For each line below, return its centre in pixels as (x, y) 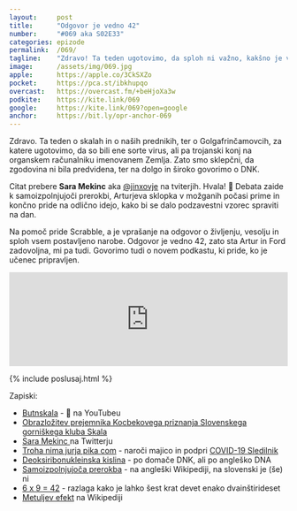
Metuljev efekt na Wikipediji (72, 498)
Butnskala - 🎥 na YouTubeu (71, 413)
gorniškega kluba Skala (65, 432)
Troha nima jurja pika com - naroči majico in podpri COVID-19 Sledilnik (150, 451)
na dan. (23, 215)
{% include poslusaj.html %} (61, 379)
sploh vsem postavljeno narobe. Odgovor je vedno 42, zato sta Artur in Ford (147, 241)
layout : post (41, 17)
